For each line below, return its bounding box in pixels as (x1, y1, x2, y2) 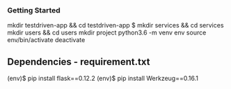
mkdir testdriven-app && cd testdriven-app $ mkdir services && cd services (7, 21, 224, 30)
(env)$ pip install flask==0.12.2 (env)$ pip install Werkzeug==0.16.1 (7, 75, 198, 83)
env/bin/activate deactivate (7, 36, 86, 44)
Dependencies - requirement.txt (7, 56, 150, 68)
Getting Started (7, 6, 61, 15)
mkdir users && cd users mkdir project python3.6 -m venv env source (7, 28, 207, 37)
